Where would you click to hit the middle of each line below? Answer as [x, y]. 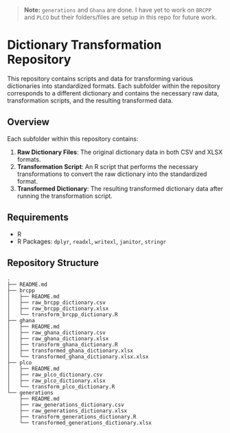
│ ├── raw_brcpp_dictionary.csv [57, 303]
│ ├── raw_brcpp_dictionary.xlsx [58, 309]
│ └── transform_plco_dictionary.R [61, 387]
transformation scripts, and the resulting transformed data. [90, 100]
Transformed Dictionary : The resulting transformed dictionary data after [120, 188]
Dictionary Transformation [84, 45]
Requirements [38, 218]
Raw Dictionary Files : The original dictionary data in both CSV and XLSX [120, 152]
